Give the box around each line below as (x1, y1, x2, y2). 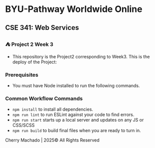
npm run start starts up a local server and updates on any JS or (12, 117, 144, 123)
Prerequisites (5, 71, 38, 78)
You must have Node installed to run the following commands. (12, 83, 140, 89)
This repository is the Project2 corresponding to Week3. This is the (12, 53, 150, 59)
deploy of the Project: (12, 59, 57, 65)
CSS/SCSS (12, 122, 35, 128)
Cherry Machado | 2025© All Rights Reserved (5, 137, 100, 143)
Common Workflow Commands (5, 95, 83, 102)
